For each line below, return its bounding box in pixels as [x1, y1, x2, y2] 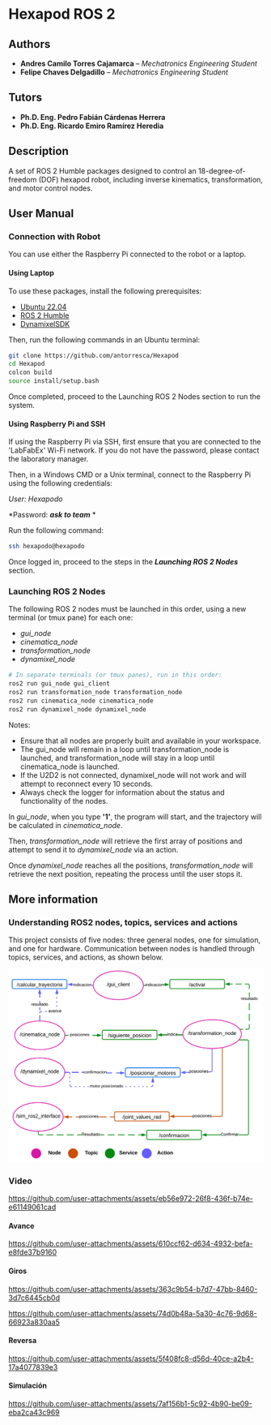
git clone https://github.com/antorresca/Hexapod [8, 351, 180, 359]
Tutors [8, 91, 43, 105]
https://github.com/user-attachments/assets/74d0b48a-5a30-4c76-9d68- [8, 1308, 257, 1318]
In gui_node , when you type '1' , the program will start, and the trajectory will [8, 812, 262, 822]
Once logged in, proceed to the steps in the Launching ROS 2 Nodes [8, 557, 239, 567]
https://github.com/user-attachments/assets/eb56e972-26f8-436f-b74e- [8, 1194, 253, 1204]
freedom [8, 174, 37, 184]
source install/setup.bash [8, 377, 100, 385]
